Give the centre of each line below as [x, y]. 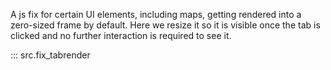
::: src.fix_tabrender [50, 55]
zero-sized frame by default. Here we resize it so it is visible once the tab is [165, 25]
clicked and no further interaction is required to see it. [121, 35]
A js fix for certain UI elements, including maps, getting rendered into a [156, 14]
